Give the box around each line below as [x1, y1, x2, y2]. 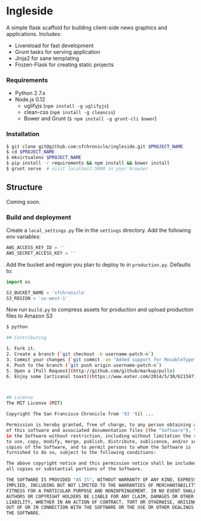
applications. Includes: [6, 30, 62, 37]
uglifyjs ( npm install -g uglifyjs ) [23, 102, 109, 109]
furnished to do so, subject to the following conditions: [6, 450, 157, 456]
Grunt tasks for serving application [14, 48, 100, 55]
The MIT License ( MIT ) [6, 400, 63, 406]
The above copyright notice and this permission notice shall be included [6, 461, 197, 467]
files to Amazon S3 [6, 312, 53, 319]
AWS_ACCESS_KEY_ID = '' [6, 245, 66, 251]
